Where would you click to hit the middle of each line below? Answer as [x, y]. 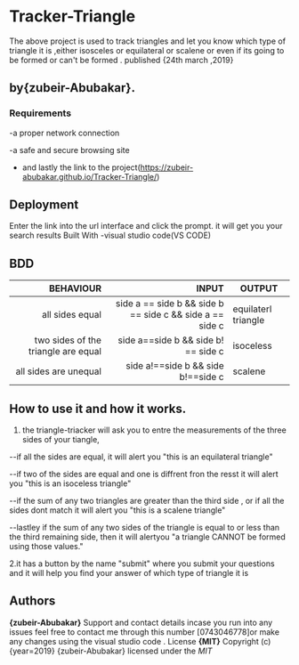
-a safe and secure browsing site [70, 150]
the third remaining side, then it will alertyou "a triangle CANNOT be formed [148, 537]
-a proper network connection [65, 133]
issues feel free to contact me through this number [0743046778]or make [145, 632]
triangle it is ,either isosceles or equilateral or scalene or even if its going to [147, 50]
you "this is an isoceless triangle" [70, 483]
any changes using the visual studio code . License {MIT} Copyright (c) [140, 641]
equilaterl [252, 309]
